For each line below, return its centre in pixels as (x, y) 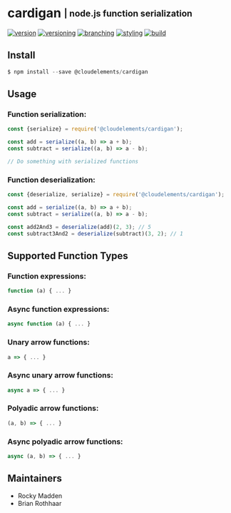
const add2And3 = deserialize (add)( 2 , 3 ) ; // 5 (79, 227)
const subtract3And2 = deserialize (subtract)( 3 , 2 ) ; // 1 (95, 233)
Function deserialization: (52, 180)
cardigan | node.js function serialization (100, 13)
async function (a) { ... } (49, 324)
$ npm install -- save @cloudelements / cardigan (78, 72)
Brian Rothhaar (40, 503)
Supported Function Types (68, 256)
